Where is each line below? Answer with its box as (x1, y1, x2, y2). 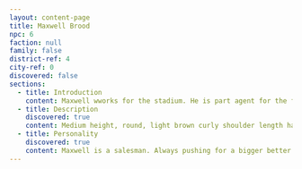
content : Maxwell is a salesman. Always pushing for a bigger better (25, 146, 292, 155)
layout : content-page (9, 13, 91, 22)
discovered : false (9, 72, 78, 80)
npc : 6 (9, 30, 34, 38)
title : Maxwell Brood (9, 21, 91, 30)
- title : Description (17, 105, 99, 114)
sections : (9, 80, 47, 89)
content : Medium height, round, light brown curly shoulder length (25, 122, 283, 131)
